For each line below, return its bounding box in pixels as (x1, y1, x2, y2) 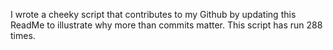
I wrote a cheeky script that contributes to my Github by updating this (10, 9, 297, 20)
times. (10, 30, 36, 41)
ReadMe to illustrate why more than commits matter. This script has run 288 (10, 19, 323, 31)
